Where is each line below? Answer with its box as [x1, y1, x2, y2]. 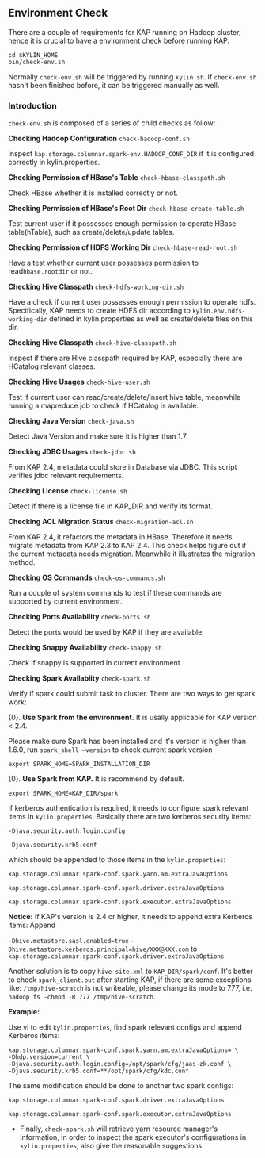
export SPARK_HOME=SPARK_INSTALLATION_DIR [8, 761, 150, 769]
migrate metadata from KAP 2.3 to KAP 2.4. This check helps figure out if [8, 541, 247, 550]
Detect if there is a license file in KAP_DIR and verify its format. [8, 501, 214, 511]
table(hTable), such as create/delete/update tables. [8, 228, 175, 237]
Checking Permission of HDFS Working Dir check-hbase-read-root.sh [8, 243, 238, 252]
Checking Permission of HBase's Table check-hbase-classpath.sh [8, 173, 225, 182]
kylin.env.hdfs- [192, 307, 246, 316]
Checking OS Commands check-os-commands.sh [8, 573, 165, 582]
